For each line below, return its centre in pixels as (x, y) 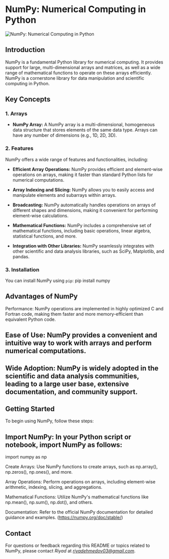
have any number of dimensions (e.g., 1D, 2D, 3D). (65, 135)
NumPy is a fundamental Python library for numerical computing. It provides (84, 62)
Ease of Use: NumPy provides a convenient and (81, 335)
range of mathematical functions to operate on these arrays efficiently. (79, 73)
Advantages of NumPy (42, 296)
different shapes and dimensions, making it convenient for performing (85, 210)
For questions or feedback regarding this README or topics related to (78, 545)
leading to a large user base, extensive (67, 384)
